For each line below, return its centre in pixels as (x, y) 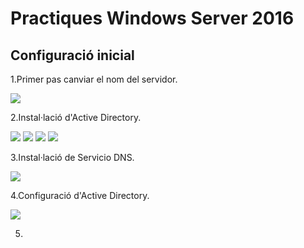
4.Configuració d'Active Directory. (80, 195)
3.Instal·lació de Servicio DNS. (72, 157)
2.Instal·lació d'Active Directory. (76, 117)
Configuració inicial (72, 55)
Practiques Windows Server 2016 (152, 18)
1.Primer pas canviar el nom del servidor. (94, 79)
